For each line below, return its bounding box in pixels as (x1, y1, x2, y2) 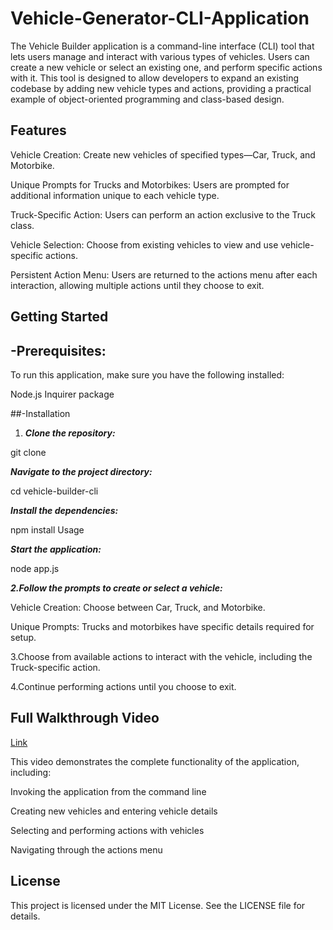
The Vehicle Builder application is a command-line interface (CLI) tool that (10, 40, 315, 52)
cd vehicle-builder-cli (10, 485, 99, 497)
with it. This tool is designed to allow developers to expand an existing (10, 72, 300, 84)
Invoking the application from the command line (10, 785, 207, 797)
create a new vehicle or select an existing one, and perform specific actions (10, 61, 323, 73)
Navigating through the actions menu (10, 843, 163, 856)
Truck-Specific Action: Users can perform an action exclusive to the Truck (10, 208, 317, 221)
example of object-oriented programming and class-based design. (10, 93, 285, 105)
